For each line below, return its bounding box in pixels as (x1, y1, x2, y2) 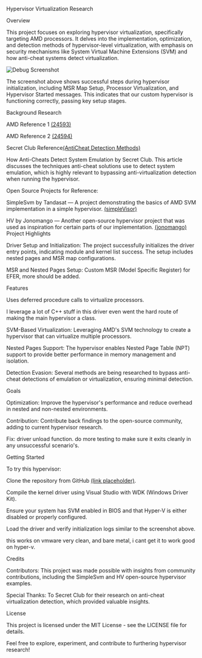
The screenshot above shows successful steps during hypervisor (6, 78, 170, 85)
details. (6, 628, 25, 635)
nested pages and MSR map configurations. (6, 255, 116, 261)
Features (6, 284, 29, 292)
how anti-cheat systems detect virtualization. (6, 55, 120, 61)
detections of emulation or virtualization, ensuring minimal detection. (21, 375, 194, 383)
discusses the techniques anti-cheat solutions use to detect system (6, 163, 175, 169)
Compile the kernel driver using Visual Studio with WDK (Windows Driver (6, 489, 189, 496)
